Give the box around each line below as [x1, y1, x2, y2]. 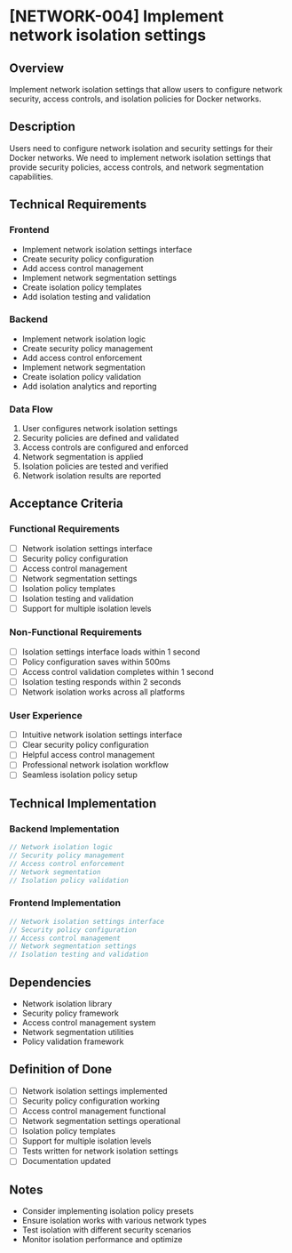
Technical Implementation [9, 796, 157, 811]
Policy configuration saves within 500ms [21, 656, 171, 667]
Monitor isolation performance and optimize [21, 1234, 183, 1245]
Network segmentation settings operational [21, 1115, 181, 1126]
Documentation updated [21, 1156, 111, 1167]
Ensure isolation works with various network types [21, 1216, 207, 1226]
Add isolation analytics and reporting [21, 381, 157, 391]
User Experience [9, 709, 83, 721]
